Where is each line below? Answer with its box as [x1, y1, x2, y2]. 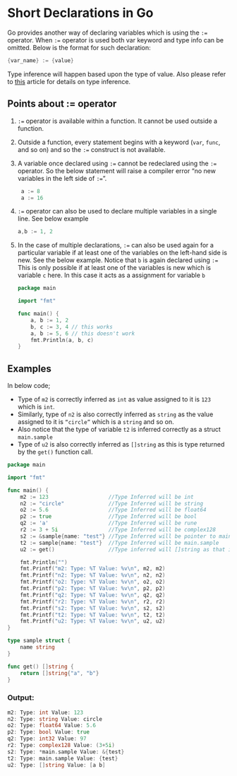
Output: [7, 693, 35, 702]
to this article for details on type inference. [7, 77, 131, 86]
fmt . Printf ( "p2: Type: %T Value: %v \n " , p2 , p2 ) [20, 585, 166, 592]
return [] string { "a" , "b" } [20, 669, 99, 676]
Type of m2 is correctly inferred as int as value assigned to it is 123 [17, 395, 212, 404]
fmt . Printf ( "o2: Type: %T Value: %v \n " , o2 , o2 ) [20, 578, 166, 586]
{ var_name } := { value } [7, 57, 74, 64]
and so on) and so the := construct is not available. [17, 145, 166, 153]
